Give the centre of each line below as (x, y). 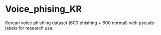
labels (11, 28)
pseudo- (148, 23)
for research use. (36, 28)
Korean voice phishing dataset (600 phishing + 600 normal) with (72, 23)
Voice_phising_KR (44, 9)
